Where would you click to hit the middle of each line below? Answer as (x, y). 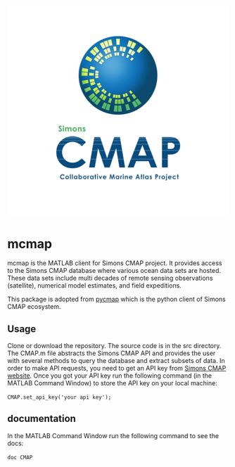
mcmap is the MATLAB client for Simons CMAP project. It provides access (115, 263)
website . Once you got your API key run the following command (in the (110, 376)
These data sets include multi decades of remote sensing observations (110, 278)
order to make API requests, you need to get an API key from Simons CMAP (117, 369)
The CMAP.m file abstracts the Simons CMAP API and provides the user (112, 353)
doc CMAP (20, 457)
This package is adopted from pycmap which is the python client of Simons (117, 299)
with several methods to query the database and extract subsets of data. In (116, 361)
